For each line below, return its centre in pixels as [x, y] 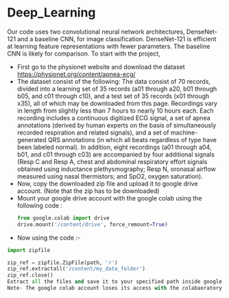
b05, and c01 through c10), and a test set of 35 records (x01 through [113, 96]
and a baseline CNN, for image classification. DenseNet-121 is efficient [117, 38]
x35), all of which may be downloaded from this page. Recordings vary [117, 103]
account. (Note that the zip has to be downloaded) [88, 191]
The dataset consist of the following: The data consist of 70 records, [114, 81]
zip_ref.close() [30, 275]
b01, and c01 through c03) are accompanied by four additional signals [116, 154]
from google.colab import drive [63, 218]
